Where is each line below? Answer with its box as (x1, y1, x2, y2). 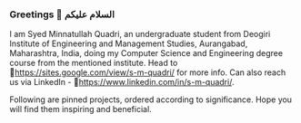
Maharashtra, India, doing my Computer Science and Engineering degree (9, 48, 284, 59)
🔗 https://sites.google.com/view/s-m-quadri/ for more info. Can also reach (9, 67, 286, 78)
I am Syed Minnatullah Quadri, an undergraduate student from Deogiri (9, 29, 271, 40)
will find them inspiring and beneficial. (9, 104, 152, 115)
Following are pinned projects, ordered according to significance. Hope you (9, 94, 293, 105)
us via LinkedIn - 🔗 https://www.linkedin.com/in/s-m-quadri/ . (9, 77, 235, 88)
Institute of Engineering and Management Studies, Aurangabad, (9, 38, 248, 49)
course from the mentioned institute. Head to (9, 58, 178, 69)
